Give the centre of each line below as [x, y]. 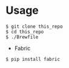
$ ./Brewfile [22, 37]
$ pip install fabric [33, 59]
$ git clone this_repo [34, 26]
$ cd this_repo [25, 32]
